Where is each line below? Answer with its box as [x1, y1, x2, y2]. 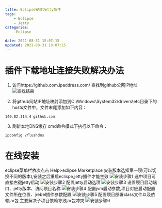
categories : [5, 25, 29, 30]
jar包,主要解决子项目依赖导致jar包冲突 [9, 197, 85, 203]
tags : [5, 12, 16, 16]
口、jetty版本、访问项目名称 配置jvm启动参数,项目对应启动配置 [5, 185, 156, 191]
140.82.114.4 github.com [5, 114, 55, 119]
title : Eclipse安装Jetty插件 [5, 7, 61, 12]
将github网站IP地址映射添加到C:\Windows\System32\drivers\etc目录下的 [12, 98, 157, 104]
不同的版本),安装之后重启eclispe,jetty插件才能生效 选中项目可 [9, 173, 156, 179]
